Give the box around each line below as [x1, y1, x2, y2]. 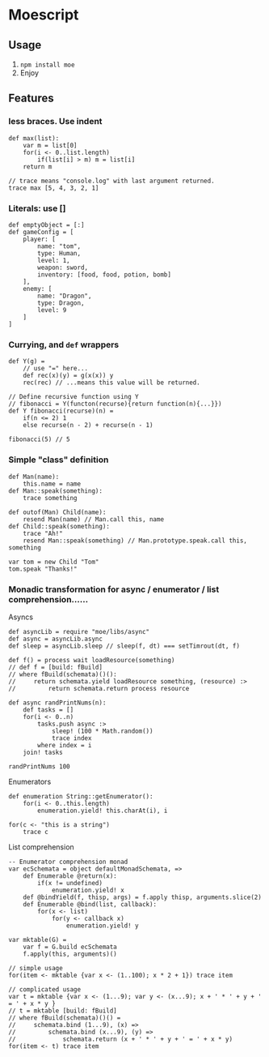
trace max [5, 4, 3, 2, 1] [8, 184, 99, 192]
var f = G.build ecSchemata [23, 943, 117, 951]
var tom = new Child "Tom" [8, 558, 99, 566]
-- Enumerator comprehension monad [8, 858, 128, 866]
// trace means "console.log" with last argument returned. [8, 177, 216, 185]
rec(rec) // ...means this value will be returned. [23, 379, 200, 387]
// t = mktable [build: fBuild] [8, 1007, 117, 1015]
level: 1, [37, 256, 70, 264]
